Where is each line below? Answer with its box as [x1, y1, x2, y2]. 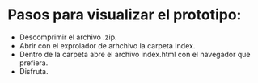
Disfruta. [19, 66, 49, 76]
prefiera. [19, 58, 49, 68]
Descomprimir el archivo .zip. [19, 32, 118, 42]
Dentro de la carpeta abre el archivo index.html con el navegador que [19, 49, 251, 59]
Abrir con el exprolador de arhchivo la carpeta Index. [19, 40, 196, 50]
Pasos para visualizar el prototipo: [7, 6, 242, 24]
